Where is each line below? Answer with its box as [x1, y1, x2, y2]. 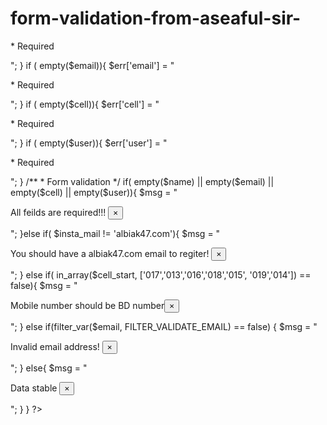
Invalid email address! [10, 340, 100, 352]
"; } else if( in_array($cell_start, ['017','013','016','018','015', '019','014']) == [10, 268, 312, 281]
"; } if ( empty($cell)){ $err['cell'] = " [10, 98, 160, 110]
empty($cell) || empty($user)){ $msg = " [10, 186, 178, 198]
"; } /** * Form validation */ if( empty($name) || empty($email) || [10, 175, 275, 187]
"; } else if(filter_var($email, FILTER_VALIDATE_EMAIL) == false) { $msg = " [10, 320, 318, 332]
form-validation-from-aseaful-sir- [10, 7, 302, 30]
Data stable [10, 382, 58, 394]
